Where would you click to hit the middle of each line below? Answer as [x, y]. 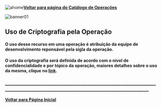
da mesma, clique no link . [31, 70]
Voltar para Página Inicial [31, 99]
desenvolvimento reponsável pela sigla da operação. [59, 49]
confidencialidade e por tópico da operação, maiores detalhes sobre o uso [81, 66]
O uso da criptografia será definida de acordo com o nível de [67, 60]
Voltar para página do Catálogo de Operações [70, 7]
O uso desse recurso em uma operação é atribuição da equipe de [72, 44]
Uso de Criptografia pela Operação [59, 32]
